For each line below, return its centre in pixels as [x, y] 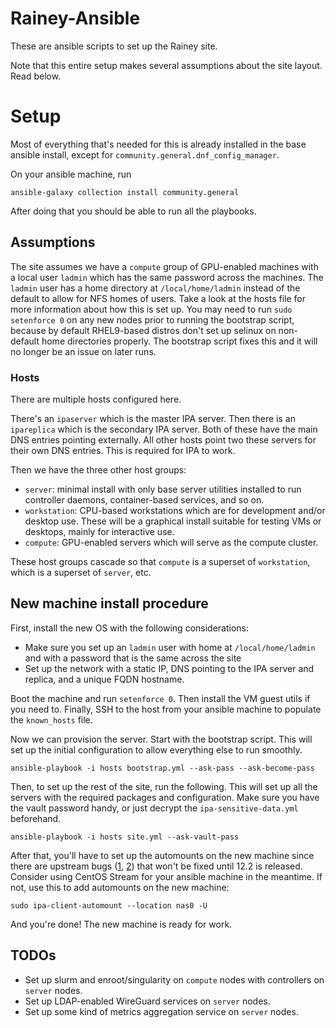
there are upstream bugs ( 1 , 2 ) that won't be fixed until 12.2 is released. [156, 866]
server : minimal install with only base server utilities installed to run [163, 489]
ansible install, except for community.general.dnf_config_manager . [145, 154]
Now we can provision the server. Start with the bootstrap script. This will [161, 739]
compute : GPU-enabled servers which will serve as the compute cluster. [171, 542]
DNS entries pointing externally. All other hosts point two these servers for [163, 439]
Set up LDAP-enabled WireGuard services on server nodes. [147, 1001]
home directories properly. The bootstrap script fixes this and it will [179, 341]
